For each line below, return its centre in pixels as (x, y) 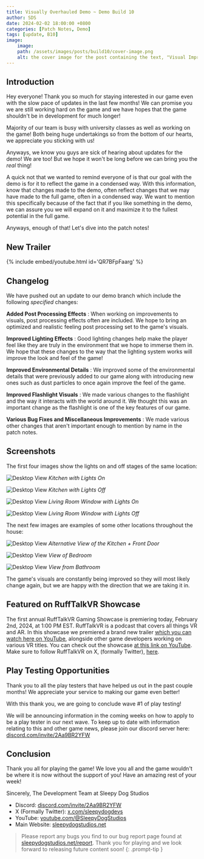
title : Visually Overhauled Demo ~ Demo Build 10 (70, 12)
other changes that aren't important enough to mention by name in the (94, 426)
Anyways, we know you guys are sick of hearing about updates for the (95, 152)
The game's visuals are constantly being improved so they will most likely (98, 579)
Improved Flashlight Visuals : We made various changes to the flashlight (98, 395)
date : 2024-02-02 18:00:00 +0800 (49, 23)
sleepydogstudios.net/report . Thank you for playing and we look (101, 843)
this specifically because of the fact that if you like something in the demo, (100, 203)
